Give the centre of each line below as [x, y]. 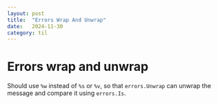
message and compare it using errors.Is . [67, 93]
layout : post [26, 13]
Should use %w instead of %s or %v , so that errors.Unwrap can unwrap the [109, 86]
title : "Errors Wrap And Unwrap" [57, 20]
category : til [28, 33]
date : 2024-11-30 [35, 26]
